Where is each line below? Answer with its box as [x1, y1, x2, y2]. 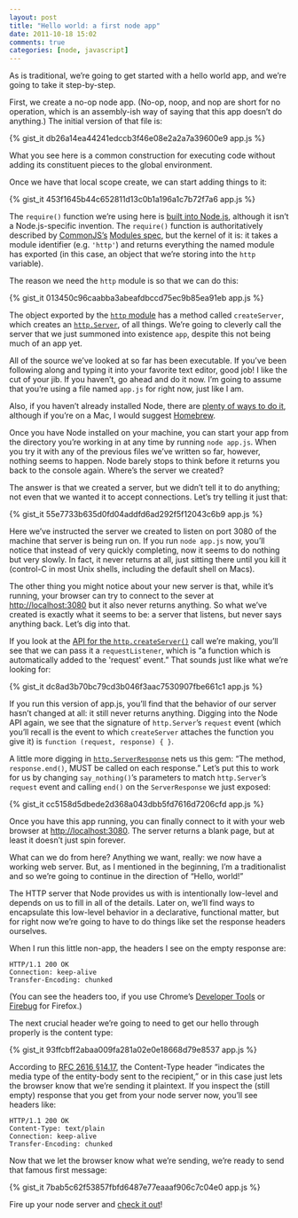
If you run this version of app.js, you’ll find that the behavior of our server [9, 698, 277, 710]
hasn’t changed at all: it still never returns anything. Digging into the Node [9, 708, 278, 719]
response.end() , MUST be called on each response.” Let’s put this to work [9, 763, 279, 774]
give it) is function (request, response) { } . [9, 736, 175, 747]
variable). [9, 258, 44, 269]
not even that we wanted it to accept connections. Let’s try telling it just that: [9, 491, 288, 502]
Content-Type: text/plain [9, 1124, 105, 1134]
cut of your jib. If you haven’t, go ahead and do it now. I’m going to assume [9, 374, 282, 385]
